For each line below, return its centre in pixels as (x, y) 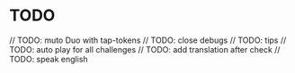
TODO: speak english (49, 59)
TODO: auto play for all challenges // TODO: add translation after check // (145, 49)
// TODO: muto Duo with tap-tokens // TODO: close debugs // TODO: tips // (148, 40)
